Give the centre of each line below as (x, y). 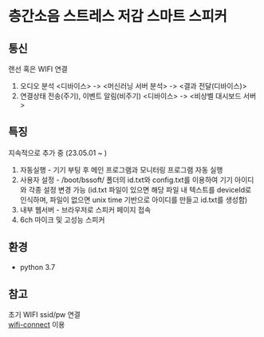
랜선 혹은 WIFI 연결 (38, 69)
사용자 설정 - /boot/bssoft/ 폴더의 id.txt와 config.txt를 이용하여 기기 (126, 180)
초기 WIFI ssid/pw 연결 (45, 315)
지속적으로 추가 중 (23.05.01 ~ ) (58, 153)
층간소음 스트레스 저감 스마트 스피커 (118, 16)
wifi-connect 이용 (37, 325)
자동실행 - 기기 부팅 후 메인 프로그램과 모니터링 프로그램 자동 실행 (121, 169)
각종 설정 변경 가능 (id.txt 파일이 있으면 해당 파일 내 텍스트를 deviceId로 (140, 189)
